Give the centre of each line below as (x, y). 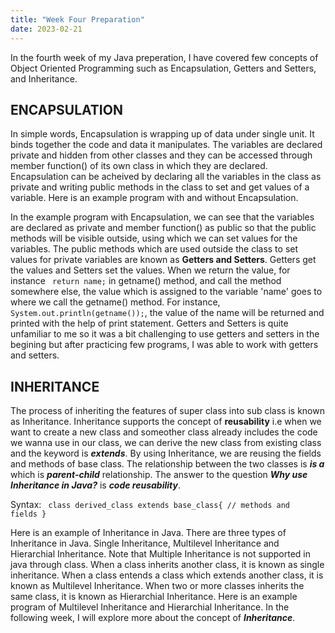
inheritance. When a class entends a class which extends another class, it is (167, 575)
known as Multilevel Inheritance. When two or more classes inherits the (157, 586)
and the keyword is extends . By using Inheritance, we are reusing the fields (166, 453)
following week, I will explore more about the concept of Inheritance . (153, 618)
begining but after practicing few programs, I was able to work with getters (164, 345)
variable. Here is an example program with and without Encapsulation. (154, 198)
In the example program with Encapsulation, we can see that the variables (162, 217)
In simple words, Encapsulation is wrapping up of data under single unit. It (162, 134)
